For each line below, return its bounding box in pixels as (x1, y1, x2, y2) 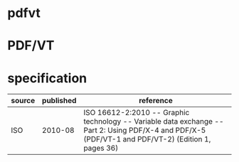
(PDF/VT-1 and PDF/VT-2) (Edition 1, (83, 134, 211, 144)
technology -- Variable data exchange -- (83, 117, 224, 126)
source (11, 96, 36, 106)
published (41, 96, 77, 106)
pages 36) (83, 144, 119, 153)
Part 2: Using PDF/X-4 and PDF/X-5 (83, 126, 206, 136)
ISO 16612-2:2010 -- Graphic (83, 108, 190, 118)
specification (7, 70, 87, 86)
